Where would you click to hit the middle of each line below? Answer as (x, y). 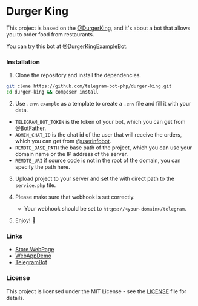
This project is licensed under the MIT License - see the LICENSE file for (96, 291)
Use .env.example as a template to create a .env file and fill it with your (103, 103)
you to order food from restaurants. (50, 34)
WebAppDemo (33, 256)
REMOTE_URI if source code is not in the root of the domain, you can (98, 160)
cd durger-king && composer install (52, 92)
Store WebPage (35, 250)
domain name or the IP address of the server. (71, 154)
